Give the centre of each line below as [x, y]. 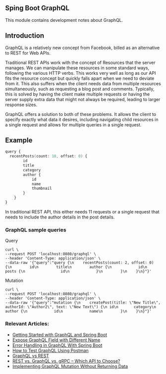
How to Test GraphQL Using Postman [51, 350]
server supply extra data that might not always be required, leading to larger [83, 99]
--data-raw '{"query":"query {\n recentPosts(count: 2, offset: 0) [80, 263]
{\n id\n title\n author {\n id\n [76, 267]
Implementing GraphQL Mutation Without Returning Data [70, 366]
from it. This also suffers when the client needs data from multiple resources [83, 83]
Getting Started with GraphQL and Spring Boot [60, 334]
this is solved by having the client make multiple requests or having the [78, 94]
